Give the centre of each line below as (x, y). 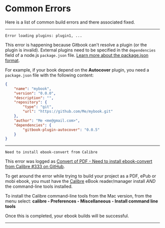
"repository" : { (31, 102)
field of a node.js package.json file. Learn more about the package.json (77, 55)
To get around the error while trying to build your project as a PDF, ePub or (81, 176)
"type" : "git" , (38, 107)
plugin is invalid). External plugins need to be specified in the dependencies (81, 50)
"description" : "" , (34, 98)
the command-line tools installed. (39, 186)
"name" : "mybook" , (33, 89)
